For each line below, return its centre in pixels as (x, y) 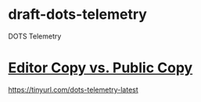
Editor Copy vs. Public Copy (100, 68)
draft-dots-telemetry (77, 15)
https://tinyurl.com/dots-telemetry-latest (73, 89)
